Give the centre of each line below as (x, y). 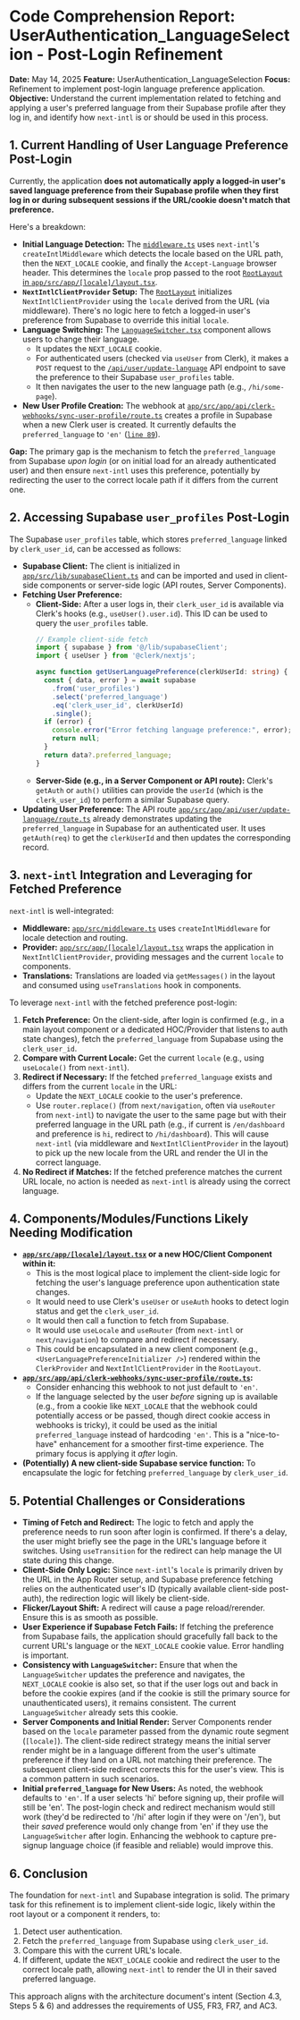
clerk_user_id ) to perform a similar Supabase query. (132, 799)
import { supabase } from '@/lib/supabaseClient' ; (132, 647)
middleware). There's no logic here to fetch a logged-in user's (136, 310)
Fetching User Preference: (72, 594)
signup (35, 1846)
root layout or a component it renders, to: (85, 1914)
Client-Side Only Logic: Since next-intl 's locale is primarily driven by (153, 1570)
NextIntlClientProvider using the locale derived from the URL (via (146, 300)
